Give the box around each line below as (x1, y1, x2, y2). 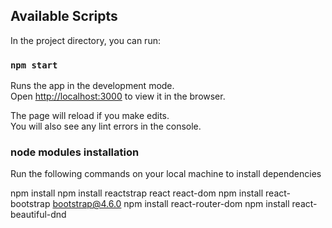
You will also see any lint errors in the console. (10, 120, 202, 133)
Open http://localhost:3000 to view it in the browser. (10, 90, 226, 103)
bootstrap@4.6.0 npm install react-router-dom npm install (52, 198, 290, 210)
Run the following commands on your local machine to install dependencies (10, 168, 322, 180)
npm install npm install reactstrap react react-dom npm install (10, 187, 264, 199)
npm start (10, 59, 58, 71)
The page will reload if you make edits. (10, 110, 170, 122)
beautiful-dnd (10, 209, 67, 221)
